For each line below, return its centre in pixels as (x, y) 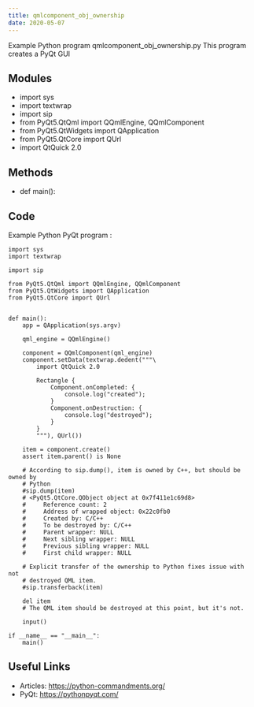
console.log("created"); (105, 394)
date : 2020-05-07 (37, 23)
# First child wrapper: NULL (77, 553)
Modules (30, 78)
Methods (31, 172)
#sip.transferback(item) (63, 587)
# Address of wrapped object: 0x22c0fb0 (96, 512)
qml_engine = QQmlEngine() (66, 339)
